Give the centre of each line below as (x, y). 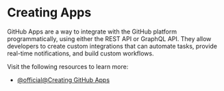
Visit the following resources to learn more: (68, 66)
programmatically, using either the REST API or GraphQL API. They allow (109, 38)
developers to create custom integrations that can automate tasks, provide (112, 46)
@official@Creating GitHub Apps (63, 79)
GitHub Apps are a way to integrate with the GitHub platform (92, 31)
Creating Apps (49, 13)
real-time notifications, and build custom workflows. (80, 53)
